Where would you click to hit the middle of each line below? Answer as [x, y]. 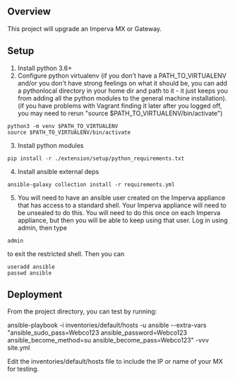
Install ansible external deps [58, 171]
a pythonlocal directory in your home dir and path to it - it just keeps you [122, 91]
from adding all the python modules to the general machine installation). [122, 98]
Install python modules [50, 145]
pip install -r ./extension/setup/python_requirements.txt [96, 159]
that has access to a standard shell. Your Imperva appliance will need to [122, 205]
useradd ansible [31, 267]
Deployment [35, 295]
